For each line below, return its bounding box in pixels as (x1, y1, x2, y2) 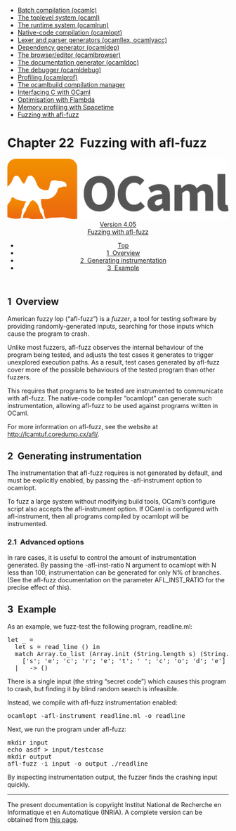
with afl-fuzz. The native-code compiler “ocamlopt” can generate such (7, 393, 212, 403)
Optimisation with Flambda (17, 96, 95, 104)
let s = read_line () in (14, 643, 100, 650)
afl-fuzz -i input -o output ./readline (7, 759, 149, 768)
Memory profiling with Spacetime (17, 103, 114, 111)
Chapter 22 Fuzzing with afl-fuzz (7, 135, 207, 151)
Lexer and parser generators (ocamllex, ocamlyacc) (17, 36, 167, 44)
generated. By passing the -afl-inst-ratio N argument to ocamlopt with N (7, 561, 216, 569)
